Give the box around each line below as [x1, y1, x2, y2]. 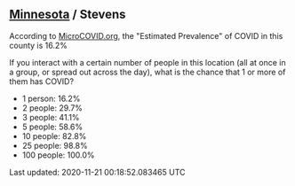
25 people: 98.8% [21, 140, 88, 151]
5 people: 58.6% [21, 121, 84, 132]
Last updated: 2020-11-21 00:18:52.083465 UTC [9, 167, 186, 177]
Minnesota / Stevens [9, 7, 126, 22]
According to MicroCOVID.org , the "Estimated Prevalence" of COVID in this [9, 30, 283, 41]
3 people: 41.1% [21, 112, 80, 122]
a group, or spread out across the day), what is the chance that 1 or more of [9, 66, 286, 77]
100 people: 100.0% [21, 150, 95, 160]
